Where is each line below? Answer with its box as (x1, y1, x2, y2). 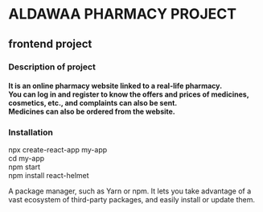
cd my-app (8, 154, 45, 164)
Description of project (8, 61, 97, 73)
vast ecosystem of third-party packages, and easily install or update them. (8, 195, 256, 205)
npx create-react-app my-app (8, 145, 108, 155)
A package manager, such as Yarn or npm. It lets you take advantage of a (8, 186, 252, 196)
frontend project (8, 37, 92, 51)
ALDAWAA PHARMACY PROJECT (8, 5, 237, 23)
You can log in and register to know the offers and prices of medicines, (8, 89, 249, 99)
